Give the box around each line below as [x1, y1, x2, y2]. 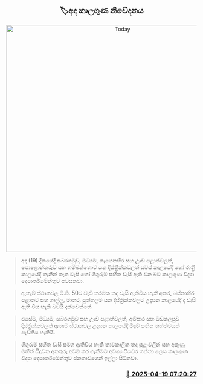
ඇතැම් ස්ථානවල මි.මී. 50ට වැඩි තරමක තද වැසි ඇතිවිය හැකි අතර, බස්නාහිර [21, 289, 195, 296]
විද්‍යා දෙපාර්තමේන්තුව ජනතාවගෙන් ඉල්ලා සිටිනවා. [21, 354, 138, 362]
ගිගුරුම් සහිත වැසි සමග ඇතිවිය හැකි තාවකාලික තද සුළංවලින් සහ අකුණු [21, 340, 185, 348]
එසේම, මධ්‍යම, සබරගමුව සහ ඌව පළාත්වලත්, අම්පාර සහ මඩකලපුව [21, 314, 179, 322]
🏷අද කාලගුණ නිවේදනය [59, 5, 144, 16]
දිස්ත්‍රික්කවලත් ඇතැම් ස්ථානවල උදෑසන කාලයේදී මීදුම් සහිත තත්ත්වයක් [21, 322, 180, 329]
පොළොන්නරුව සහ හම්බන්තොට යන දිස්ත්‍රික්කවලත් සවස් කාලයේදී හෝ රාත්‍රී [21, 263, 195, 271]
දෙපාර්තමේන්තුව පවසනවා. [21, 277, 85, 284]
